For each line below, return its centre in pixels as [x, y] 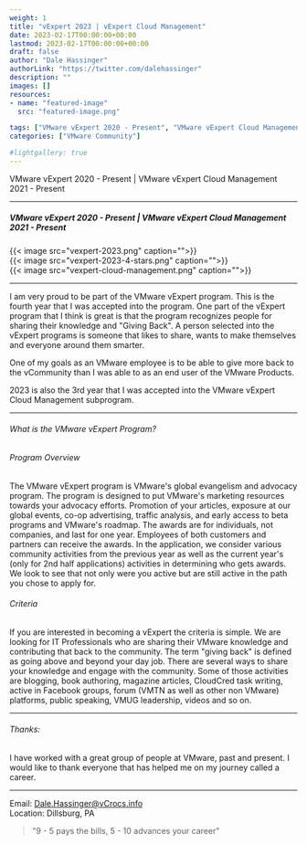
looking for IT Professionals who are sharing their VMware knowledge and [149, 641]
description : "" [40, 78]
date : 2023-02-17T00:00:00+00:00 [73, 35]
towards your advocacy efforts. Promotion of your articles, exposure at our [150, 505]
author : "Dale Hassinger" [58, 60]
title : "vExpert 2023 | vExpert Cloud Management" [108, 26]
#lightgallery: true [49, 153]
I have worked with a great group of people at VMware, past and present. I [149, 758]
